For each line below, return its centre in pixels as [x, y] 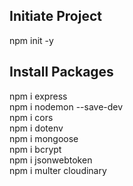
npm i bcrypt [35, 149]
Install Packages [61, 72]
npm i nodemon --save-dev [66, 106]
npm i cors [31, 117]
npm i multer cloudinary [58, 170]
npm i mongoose [44, 138]
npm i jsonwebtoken [51, 160]
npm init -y [31, 40]
